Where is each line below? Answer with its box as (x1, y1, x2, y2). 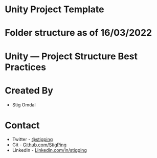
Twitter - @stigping (12, 137, 53, 143)
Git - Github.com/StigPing (12, 142, 67, 148)
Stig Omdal (12, 101, 36, 108)
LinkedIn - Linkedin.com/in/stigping (12, 147, 87, 153)
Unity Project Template (5, 4, 104, 15)
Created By (5, 84, 53, 96)
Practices (5, 61, 47, 73)
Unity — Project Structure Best (5, 50, 138, 62)
